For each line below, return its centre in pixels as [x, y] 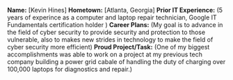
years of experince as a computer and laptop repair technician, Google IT [112, 17]
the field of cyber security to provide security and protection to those [106, 32]
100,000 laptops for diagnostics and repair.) [70, 69]
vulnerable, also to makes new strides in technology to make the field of [110, 40]
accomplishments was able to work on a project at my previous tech [105, 54]
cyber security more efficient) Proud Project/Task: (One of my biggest [109, 47]
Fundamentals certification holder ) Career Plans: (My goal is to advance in [115, 25]
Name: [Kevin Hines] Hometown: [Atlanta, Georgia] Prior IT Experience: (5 [115, 10]
